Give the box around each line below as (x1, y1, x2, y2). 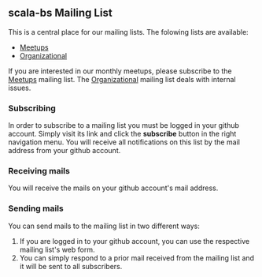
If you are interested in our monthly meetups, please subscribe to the (8, 66, 232, 76)
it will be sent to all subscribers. (19, 261, 123, 271)
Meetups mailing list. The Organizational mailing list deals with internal (8, 74, 236, 84)
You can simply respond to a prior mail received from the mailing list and (19, 253, 254, 263)
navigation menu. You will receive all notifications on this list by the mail (8, 137, 240, 147)
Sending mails (8, 203, 65, 214)
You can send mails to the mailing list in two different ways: (8, 221, 201, 230)
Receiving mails (8, 166, 71, 177)
